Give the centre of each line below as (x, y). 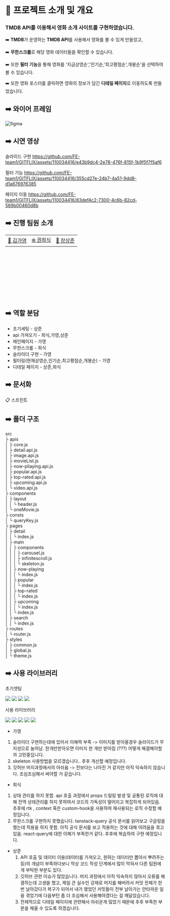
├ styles (14, 639)
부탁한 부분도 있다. (44, 870)
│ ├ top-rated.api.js (26, 477)
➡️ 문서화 (19, 384)
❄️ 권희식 (41, 240)
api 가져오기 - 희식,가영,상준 (40, 335)
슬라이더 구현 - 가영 (32, 354)
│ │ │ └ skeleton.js (25, 564)
